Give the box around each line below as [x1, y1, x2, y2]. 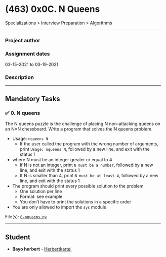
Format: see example [19, 193, 63, 199]
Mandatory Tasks [5, 94, 60, 103]
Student [5, 233, 31, 241]
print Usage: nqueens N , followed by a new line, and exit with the [19, 146, 150, 152]
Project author [5, 37, 41, 44]
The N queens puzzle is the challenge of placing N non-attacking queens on [5, 121, 161, 127]
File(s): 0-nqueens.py [5, 214, 47, 220]
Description [5, 74, 34, 81]
